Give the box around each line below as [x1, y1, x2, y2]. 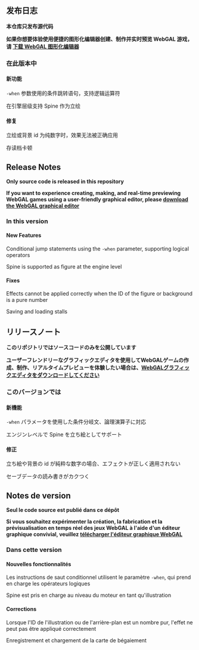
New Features [6, 232, 42, 239]
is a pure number [6, 297, 48, 304]
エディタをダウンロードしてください [11, 371, 100, 379]
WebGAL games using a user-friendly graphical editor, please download [6, 196, 189, 203]
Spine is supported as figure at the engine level [6, 263, 122, 270]
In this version [6, 217, 49, 225]
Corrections [6, 605, 37, 612]
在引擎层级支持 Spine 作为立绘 [6, 102, 81, 109]
